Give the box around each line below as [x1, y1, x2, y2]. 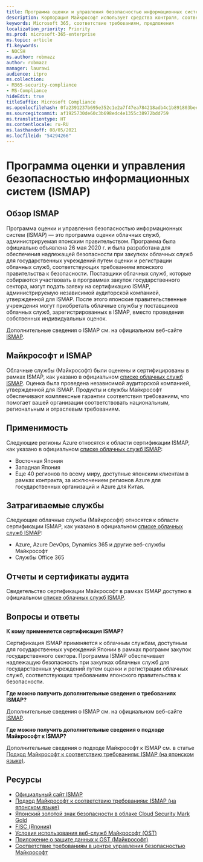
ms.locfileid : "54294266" [6, 133, 71, 139]
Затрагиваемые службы [6, 500, 105, 511]
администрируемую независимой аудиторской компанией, [6, 289, 161, 296]
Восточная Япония [14, 457, 63, 464]
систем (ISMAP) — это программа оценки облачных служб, [6, 231, 161, 238]
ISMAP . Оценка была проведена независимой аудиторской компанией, [6, 379, 191, 386]
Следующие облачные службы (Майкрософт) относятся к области [6, 516, 179, 524]
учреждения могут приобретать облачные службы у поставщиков [6, 302, 179, 309]
